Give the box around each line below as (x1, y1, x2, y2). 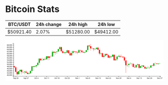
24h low (97, 21, 115, 27)
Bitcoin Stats (5, 3, 60, 15)
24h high (68, 21, 88, 27)
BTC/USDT (8, 21, 31, 27)
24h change (36, 21, 62, 27)
